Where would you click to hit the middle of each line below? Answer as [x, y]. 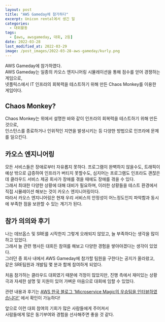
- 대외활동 [19, 28]
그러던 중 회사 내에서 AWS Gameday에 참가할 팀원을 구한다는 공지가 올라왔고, [80, 258]
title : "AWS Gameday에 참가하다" [37, 14]
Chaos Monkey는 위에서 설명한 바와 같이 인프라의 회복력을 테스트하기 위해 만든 [81, 118]
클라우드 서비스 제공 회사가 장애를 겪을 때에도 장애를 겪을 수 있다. [72, 179]
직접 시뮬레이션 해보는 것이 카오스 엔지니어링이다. [52, 192]
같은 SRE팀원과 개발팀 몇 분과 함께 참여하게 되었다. [54, 264]
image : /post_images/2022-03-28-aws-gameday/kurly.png [63, 51]
